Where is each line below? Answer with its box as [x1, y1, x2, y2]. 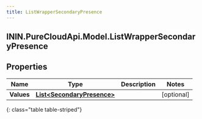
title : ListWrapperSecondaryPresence [6, 9, 103, 15]
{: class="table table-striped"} [6, 106, 82, 113]
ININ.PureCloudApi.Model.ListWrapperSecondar [6, 32, 196, 42]
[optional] [161, 90, 190, 98]
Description [121, 80, 156, 88]
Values [9, 90, 31, 98]
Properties [6, 62, 48, 72]
